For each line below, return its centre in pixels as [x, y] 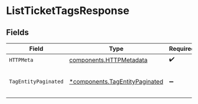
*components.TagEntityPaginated [116, 82]
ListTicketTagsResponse [68, 11]
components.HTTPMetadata [108, 60]
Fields [18, 32]
